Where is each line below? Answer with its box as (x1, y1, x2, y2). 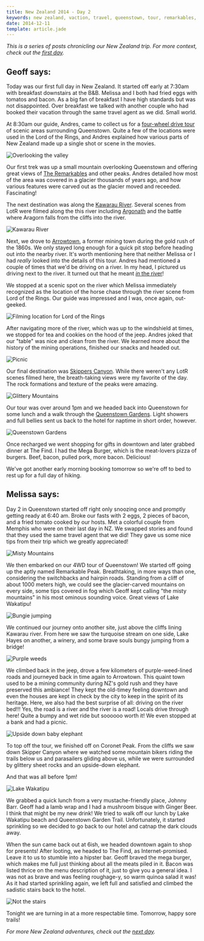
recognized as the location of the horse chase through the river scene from (6, 288, 194, 296)
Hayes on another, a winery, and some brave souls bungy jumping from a (6, 636, 189, 644)
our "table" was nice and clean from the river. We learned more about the (6, 338, 190, 345)
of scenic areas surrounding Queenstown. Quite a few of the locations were (6, 127, 195, 134)
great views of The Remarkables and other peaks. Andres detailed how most (6, 170, 198, 177)
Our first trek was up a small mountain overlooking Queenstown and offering (6, 164, 198, 171)
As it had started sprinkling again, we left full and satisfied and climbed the (6, 880, 193, 887)
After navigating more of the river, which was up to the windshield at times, (6, 325, 194, 332)
